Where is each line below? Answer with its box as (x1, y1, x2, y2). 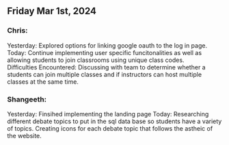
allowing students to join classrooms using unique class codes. (7, 56, 185, 64)
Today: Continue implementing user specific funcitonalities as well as (7, 48, 202, 57)
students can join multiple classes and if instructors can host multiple (7, 70, 202, 78)
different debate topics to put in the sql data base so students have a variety (7, 117, 222, 125)
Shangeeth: (7, 95, 47, 104)
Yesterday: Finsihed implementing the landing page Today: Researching (7, 110, 209, 118)
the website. (7, 131, 42, 140)
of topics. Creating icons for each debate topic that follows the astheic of (7, 124, 213, 132)
